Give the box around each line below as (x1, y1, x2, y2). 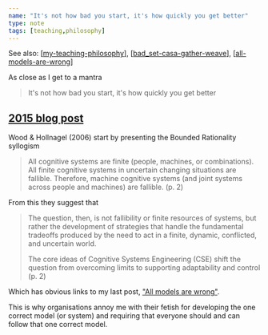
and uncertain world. (27, 239, 97, 248)
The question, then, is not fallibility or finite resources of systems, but (27, 213, 257, 223)
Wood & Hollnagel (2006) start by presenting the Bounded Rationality (8, 133, 237, 143)
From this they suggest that (8, 198, 98, 208)
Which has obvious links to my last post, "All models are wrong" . (8, 287, 220, 297)
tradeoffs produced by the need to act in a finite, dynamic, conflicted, (27, 230, 258, 240)
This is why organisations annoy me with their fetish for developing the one (8, 302, 256, 313)
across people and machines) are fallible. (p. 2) (27, 182, 184, 192)
